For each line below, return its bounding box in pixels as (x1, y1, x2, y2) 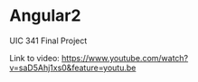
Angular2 (9, 5, 81, 26)
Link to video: (9, 52, 61, 63)
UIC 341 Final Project (9, 35, 88, 46)
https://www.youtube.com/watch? (61, 52, 189, 63)
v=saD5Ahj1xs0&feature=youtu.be (9, 62, 137, 73)
